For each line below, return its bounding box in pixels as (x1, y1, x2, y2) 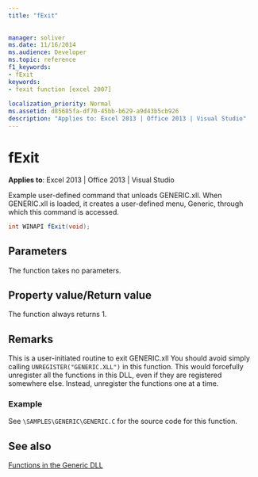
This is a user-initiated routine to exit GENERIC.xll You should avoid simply (8, 353, 250, 363)
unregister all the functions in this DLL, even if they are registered (8, 370, 222, 380)
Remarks (8, 332, 54, 345)
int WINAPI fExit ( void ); (8, 223, 90, 231)
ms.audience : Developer (8, 48, 87, 56)
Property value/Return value (8, 288, 152, 302)
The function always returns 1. (8, 310, 107, 319)
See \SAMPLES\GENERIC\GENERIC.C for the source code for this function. (8, 417, 238, 426)
